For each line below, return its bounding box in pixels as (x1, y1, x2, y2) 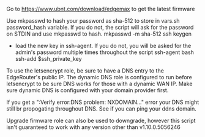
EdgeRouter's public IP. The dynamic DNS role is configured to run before (6, 74, 193, 80)
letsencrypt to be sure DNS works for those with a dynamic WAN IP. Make (6, 80, 193, 87)
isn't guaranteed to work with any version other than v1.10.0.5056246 (6, 123, 181, 131)
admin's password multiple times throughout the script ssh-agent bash (15, 49, 195, 56)
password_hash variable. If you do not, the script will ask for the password (6, 24, 194, 31)
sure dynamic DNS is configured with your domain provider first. (6, 87, 169, 94)
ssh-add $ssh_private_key (15, 55, 82, 62)
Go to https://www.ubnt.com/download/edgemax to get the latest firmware (6, 6, 195, 12)
